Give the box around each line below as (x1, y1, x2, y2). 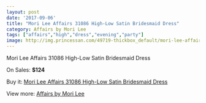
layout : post (6, 9, 40, 15)
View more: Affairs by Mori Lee (6, 90, 85, 97)
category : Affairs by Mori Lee (6, 26, 86, 32)
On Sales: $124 (6, 66, 45, 74)
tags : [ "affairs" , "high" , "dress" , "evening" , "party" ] (6, 32, 144, 38)
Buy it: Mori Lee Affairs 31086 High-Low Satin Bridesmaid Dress (6, 78, 168, 85)
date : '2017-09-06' (6, 15, 56, 21)
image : (6, 37, 23, 44)
